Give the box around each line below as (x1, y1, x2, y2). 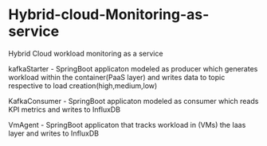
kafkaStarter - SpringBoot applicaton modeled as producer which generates (8, 63, 258, 73)
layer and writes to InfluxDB (8, 129, 100, 138)
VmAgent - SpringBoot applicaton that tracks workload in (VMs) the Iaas (8, 120, 246, 129)
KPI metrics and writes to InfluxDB (8, 105, 121, 114)
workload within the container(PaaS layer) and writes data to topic (8, 72, 226, 82)
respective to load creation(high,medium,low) (8, 81, 158, 90)
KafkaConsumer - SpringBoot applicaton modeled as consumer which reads (8, 96, 259, 106)
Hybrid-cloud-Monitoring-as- (8, 6, 210, 24)
